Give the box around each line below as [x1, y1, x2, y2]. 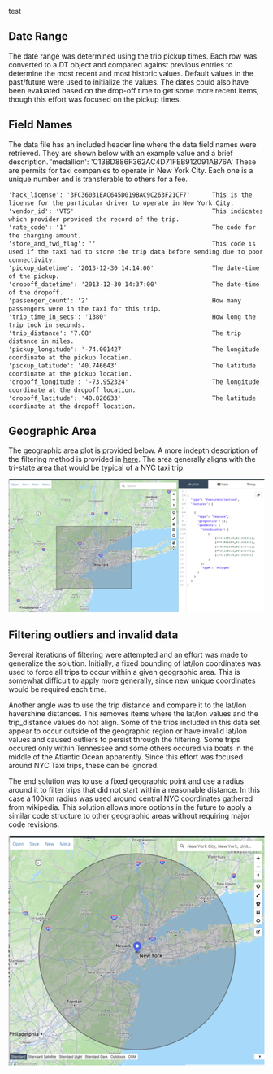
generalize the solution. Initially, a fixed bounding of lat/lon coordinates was [8, 658, 262, 668]
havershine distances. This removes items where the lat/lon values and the [8, 708, 258, 718]
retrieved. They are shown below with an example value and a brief [8, 148, 233, 158]
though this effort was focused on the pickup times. [8, 94, 181, 104]
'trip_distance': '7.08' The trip [8, 328, 242, 337]
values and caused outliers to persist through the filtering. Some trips [8, 734, 240, 744]
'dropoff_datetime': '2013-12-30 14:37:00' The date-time [8, 280, 260, 289]
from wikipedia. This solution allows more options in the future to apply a [8, 802, 252, 811]
